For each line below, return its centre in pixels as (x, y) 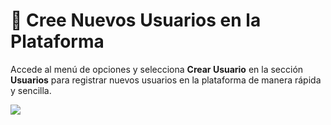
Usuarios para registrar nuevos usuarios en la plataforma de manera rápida (166, 80)
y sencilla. (31, 90)
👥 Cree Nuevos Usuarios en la (136, 20)
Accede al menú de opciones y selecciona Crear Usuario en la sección (157, 69)
